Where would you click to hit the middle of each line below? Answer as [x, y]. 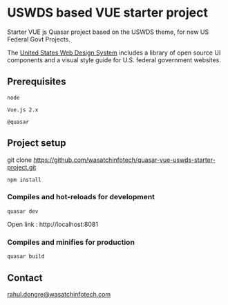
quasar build [26, 257]
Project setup [37, 143]
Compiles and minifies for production [71, 242]
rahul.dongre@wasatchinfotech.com [59, 294]
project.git [22, 167]
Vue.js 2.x [23, 110]
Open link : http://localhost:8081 [53, 224]
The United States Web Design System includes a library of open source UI [114, 53]
